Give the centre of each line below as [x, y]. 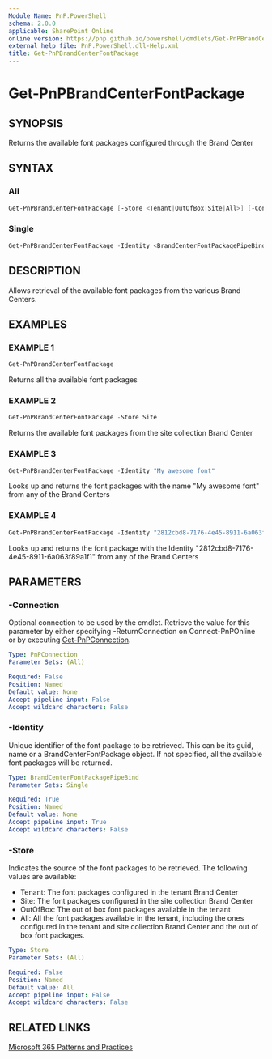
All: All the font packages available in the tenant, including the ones [132, 918]
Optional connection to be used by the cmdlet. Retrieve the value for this [129, 623]
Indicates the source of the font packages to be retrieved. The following [128, 868]
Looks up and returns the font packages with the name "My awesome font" [134, 486]
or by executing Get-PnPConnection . [70, 640]
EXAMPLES [38, 324]
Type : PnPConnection [43, 655]
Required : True [34, 800]
